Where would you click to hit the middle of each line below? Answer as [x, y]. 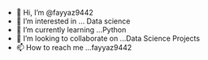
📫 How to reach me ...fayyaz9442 [74, 47]
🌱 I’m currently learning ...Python [71, 30]
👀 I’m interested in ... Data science [73, 21]
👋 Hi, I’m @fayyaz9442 [54, 13]
